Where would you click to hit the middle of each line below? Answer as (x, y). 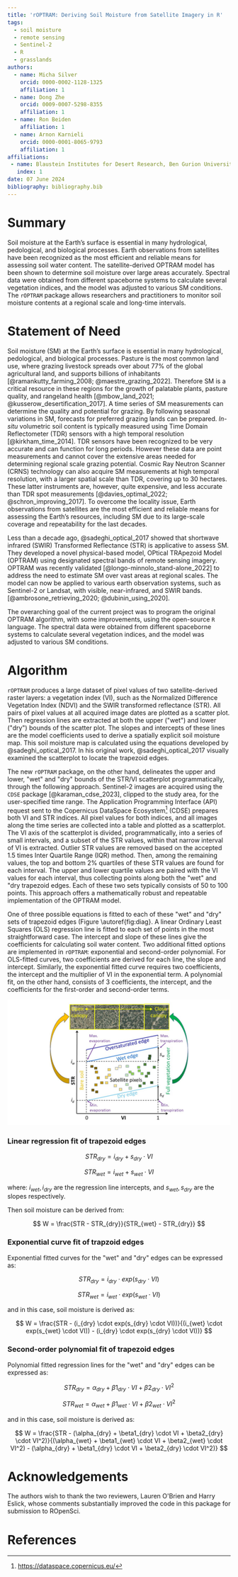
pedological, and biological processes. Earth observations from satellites (113, 250)
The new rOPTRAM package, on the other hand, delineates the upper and (112, 771)
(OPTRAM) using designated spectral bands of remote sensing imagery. (112, 560)
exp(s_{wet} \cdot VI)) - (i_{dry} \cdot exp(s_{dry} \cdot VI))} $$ (119, 1331)
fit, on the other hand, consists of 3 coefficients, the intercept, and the (110, 982)
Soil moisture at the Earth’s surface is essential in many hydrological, (107, 242)
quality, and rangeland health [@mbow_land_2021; (81, 396)
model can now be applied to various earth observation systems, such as (114, 583)
